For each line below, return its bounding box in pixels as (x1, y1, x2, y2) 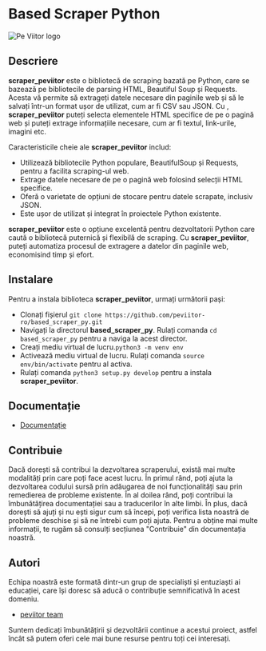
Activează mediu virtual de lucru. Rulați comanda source (19, 350, 205, 360)
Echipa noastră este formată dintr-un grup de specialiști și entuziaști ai (8, 577, 241, 586)
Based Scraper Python (8, 5, 161, 23)
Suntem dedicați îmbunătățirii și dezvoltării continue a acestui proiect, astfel (8, 625, 257, 634)
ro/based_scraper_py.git (19, 318, 103, 326)
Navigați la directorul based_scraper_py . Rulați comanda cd (19, 325, 217, 334)
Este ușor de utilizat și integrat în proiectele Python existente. (19, 209, 221, 218)
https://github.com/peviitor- (105, 311, 206, 319)
